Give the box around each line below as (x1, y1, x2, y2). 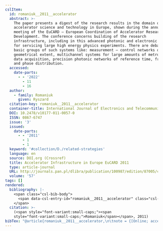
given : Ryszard (17, 97, 49, 102)
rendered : (5, 183, 25, 187)
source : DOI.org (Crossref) (9, 155, 66, 160)
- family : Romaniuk (14, 92, 53, 97)
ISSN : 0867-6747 (9, 115, 42, 120)
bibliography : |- (9, 187, 45, 192)
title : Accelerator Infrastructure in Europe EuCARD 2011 (9, 160, 130, 165)
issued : (9, 124, 25, 129)
